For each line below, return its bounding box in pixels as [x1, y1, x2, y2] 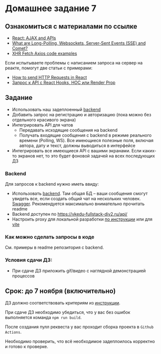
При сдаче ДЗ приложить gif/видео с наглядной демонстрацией [12, 268, 146, 274]
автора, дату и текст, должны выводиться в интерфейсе [19, 143, 136, 148]
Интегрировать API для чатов [12, 122, 73, 128]
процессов [12, 273, 35, 279]
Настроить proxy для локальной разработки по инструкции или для [12, 216, 153, 222]
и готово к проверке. [5, 343, 48, 349]
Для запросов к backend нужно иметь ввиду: [5, 181, 99, 187]
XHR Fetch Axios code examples [12, 50, 77, 56]
